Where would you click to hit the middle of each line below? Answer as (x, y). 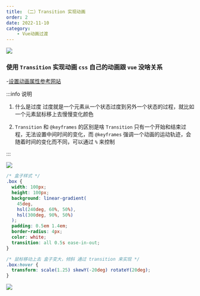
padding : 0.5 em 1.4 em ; (40, 226)
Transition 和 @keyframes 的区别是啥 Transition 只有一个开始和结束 (98, 127)
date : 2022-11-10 (28, 23)
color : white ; (29, 237)
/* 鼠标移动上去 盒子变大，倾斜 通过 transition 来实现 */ (73, 259)
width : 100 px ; (29, 187)
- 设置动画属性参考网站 (34, 81)
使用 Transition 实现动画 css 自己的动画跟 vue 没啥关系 (84, 68)
